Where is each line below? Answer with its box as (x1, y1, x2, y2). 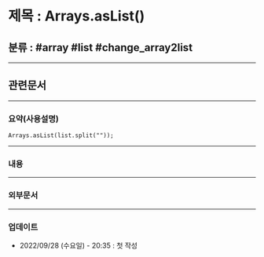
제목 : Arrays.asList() (8, 7, 145, 25)
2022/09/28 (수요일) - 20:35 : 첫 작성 (19, 241, 137, 250)
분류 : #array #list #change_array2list (8, 41, 193, 54)
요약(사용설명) (8, 113, 59, 124)
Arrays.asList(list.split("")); (8, 132, 114, 139)
